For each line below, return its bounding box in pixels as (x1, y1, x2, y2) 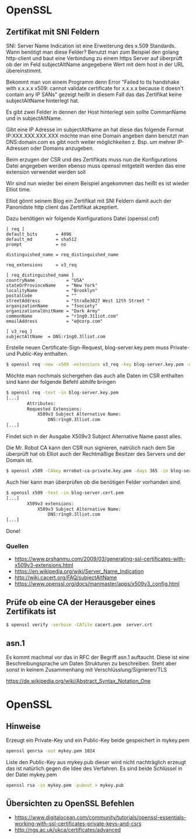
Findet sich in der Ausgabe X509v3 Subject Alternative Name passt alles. (6, 433, 182, 439)
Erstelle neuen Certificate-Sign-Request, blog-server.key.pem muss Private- (6, 344, 190, 351)
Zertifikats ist (6, 606, 57, 616)
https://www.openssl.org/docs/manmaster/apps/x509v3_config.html (14, 580, 180, 587)
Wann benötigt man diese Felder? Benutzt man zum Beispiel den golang (6, 49, 179, 56)
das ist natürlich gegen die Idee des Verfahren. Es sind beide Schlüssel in (6, 765, 183, 772)
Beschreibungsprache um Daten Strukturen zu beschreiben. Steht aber (6, 659, 177, 667)
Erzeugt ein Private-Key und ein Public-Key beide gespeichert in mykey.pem (6, 737, 190, 744)
